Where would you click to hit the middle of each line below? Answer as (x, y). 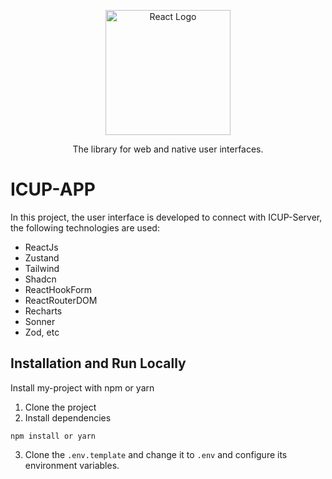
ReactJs (41, 247)
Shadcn (40, 279)
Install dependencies (68, 417)
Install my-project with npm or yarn (82, 387)
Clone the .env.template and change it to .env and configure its (156, 454)
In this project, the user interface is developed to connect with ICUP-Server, (166, 217)
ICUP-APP (53, 189)
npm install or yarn (53, 436)
